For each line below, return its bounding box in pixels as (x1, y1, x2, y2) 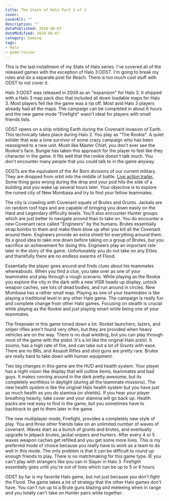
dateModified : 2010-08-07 (5, 31, 59, 36)
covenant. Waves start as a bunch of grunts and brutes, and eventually (5, 426, 152, 432)
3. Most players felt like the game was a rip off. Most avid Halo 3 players (5, 100, 155, 106)
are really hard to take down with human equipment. (5, 353, 113, 359)
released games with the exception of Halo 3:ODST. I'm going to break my (5, 69, 159, 75)
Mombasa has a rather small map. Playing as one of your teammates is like (5, 289, 160, 295)
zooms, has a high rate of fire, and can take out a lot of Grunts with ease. (5, 342, 156, 348)
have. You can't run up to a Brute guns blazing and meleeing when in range (5, 484, 161, 490)
